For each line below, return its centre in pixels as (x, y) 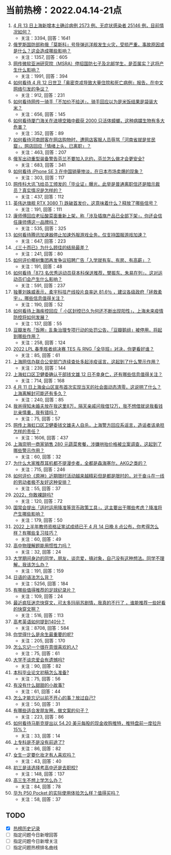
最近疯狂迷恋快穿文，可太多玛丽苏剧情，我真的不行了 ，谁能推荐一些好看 (89, 602)
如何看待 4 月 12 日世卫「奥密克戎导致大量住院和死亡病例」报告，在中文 (88, 82)
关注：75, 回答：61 (40, 653)
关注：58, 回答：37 (41, 799)
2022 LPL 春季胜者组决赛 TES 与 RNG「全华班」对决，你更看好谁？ (83, 349)
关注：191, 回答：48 (41, 266)
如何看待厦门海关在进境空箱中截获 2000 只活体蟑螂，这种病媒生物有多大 (89, 120)
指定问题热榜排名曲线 (35, 847)
